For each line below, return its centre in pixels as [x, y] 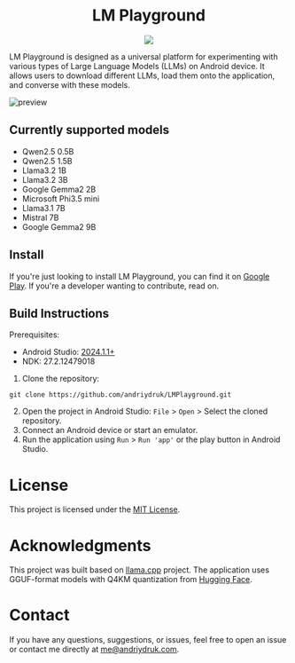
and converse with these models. [70, 84]
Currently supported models [89, 130]
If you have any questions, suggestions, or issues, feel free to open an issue [148, 640]
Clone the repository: [61, 379]
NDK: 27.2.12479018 [58, 361]
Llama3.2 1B [44, 170]
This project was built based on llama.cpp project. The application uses [140, 570]
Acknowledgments [81, 545]
